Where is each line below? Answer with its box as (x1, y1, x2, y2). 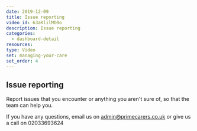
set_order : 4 (6, 58, 38, 64)
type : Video (6, 47, 35, 53)
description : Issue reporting (6, 25, 81, 31)
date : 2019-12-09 (6, 8, 49, 15)
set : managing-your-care (6, 53, 67, 58)
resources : (6, 42, 33, 48)
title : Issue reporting (6, 14, 65, 20)
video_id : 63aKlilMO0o (6, 19, 62, 25)
